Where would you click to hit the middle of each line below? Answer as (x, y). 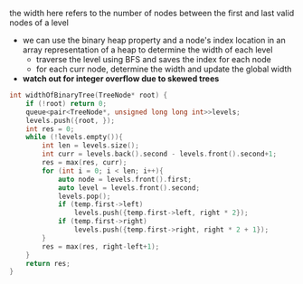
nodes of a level (39, 23)
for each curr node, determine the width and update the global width (164, 69)
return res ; (48, 263)
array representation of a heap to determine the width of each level (147, 50)
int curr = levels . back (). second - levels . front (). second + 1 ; (160, 154)
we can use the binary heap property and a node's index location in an (154, 40)
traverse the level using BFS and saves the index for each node (153, 59)
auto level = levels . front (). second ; (129, 188)
